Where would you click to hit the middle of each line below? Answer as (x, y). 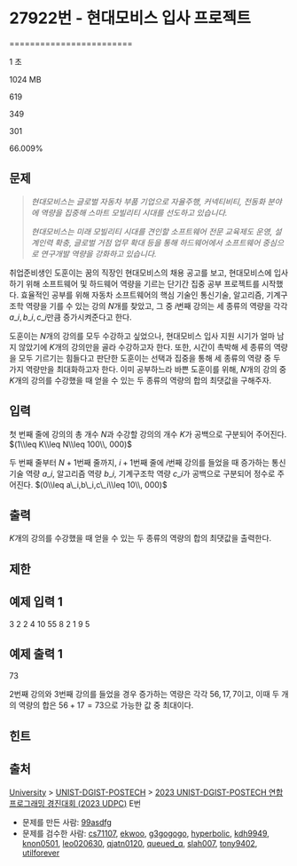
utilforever (41, 853)
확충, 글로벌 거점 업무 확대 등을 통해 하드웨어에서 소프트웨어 (157, 242)
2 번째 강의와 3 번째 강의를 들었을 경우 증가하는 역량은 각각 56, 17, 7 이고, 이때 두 (145, 695)
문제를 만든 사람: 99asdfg (67, 822)
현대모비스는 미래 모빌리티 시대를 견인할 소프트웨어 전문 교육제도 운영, (152, 231)
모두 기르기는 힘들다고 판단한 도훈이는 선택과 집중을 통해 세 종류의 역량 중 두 (149, 358)
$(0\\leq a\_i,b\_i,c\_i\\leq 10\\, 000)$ (101, 484)
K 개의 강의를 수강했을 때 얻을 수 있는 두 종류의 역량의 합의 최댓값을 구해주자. (141, 380)
